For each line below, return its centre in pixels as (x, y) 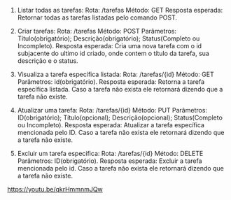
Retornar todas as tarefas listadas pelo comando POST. (97, 17)
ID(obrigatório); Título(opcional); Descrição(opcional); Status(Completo (120, 117)
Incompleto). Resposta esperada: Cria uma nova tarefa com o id (109, 46)
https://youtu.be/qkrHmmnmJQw (55, 189)
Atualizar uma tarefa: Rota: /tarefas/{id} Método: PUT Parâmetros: (112, 110)
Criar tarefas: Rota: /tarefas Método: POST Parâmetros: (97, 31)
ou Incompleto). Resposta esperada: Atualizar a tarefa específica (111, 125)
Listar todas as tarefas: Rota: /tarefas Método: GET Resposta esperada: (120, 10)
